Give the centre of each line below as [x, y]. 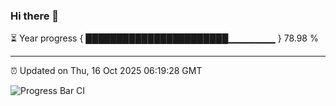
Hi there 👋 [35, 16]
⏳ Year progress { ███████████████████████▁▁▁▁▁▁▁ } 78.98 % [164, 38]
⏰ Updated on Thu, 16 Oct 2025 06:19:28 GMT [106, 71]
